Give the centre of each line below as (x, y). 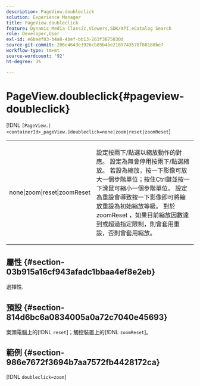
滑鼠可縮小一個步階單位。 (138, 188)
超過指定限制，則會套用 (141, 224)
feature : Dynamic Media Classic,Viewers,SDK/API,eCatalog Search (89, 28)
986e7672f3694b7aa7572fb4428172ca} (83, 362)
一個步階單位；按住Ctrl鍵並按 (143, 179)
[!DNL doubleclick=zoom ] (36, 376)
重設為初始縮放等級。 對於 (139, 206)
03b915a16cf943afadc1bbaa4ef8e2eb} (81, 272)
